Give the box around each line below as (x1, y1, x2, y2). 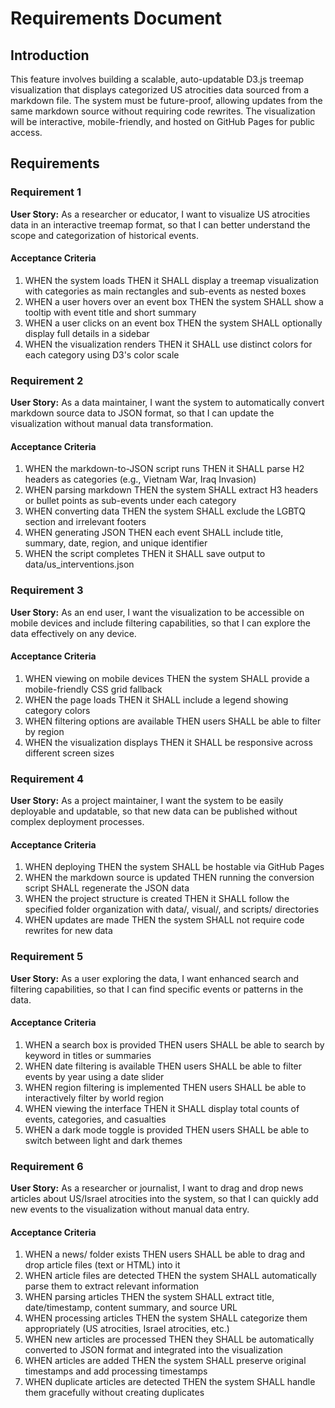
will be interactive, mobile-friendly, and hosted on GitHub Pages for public (10, 116, 316, 127)
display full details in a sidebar (24, 327, 150, 339)
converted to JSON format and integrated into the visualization (24, 1344, 283, 1356)
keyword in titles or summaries (24, 1049, 152, 1061)
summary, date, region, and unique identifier (24, 537, 208, 549)
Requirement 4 (10, 772, 85, 786)
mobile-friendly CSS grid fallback (24, 683, 163, 695)
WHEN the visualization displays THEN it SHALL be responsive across (24, 736, 313, 748)
